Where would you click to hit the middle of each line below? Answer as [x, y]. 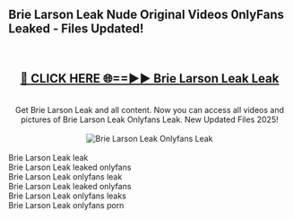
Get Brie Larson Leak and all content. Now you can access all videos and [150, 109]
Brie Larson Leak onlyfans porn [66, 205]
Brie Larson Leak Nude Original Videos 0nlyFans [146, 15]
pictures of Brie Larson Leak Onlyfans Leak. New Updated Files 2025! [150, 119]
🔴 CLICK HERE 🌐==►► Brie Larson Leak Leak [150, 79]
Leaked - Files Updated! [76, 29]
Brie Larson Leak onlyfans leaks [68, 196]
